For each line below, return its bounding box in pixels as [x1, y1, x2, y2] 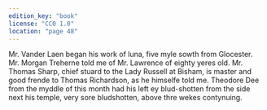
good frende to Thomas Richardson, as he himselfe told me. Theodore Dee [8, 75, 260, 86]
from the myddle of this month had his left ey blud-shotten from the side [8, 84, 251, 94]
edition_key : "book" [8, 11, 79, 20]
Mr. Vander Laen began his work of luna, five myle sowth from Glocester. [8, 50, 253, 59]
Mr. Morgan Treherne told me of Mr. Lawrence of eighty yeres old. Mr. [8, 58, 243, 68]
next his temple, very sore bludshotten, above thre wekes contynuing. [8, 93, 243, 103]
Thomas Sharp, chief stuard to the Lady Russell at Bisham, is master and [8, 67, 252, 77]
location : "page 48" [8, 27, 79, 35]
